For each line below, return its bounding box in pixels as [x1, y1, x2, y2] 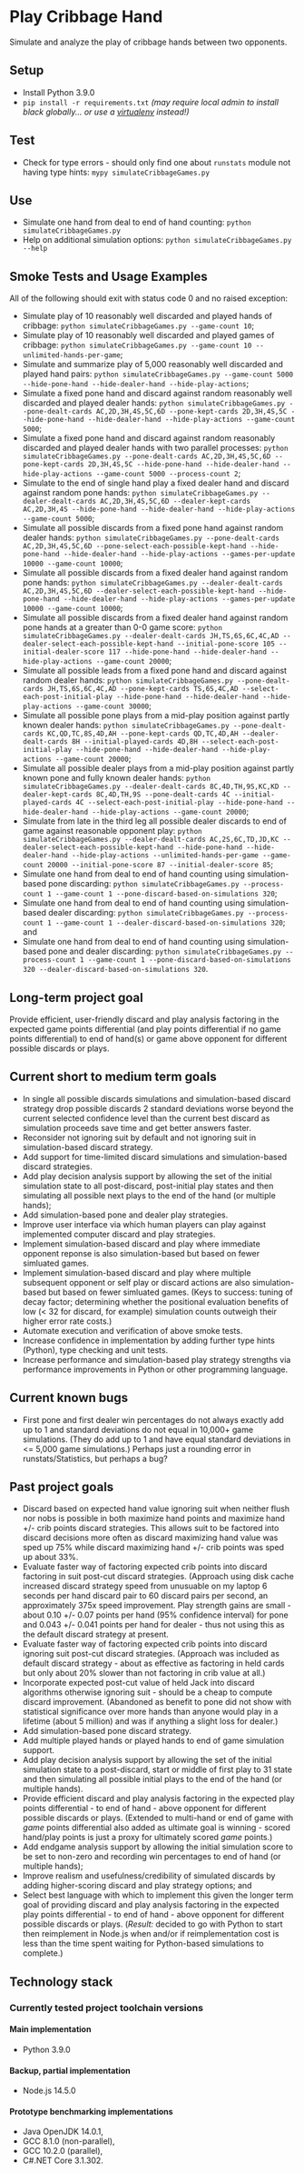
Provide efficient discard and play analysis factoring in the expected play [22, 1793, 295, 1804]
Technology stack [9, 1974, 113, 1989]
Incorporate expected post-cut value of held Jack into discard [22, 1677, 255, 1688]
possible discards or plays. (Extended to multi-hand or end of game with [22, 1812, 294, 1824]
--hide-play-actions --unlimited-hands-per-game [71, 851, 260, 860]
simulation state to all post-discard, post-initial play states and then [22, 1180, 274, 1191]
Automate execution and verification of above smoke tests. [22, 1325, 243, 1336]
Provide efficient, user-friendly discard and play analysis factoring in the [9, 1014, 279, 1025]
